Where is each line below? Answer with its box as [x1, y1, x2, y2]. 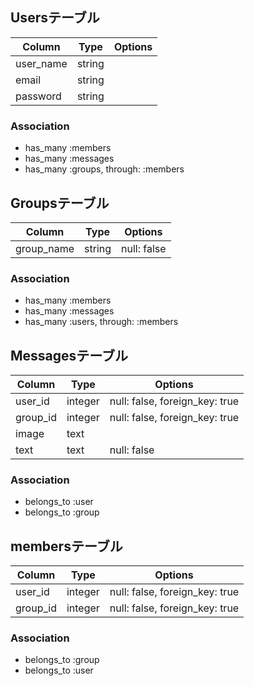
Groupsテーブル [10, 194, 110, 212]
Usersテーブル [10, 9, 100, 27]
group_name [15, 241, 75, 255]
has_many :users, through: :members [24, 316, 179, 328]
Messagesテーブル [10, 347, 129, 364]
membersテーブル [10, 538, 123, 555]
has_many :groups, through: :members [24, 163, 185, 175]
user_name [15, 56, 68, 70]
